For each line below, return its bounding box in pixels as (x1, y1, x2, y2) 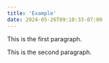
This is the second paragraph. (7, 48, 92, 56)
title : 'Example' (7, 9, 57, 17)
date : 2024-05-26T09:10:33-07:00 (7, 16, 103, 23)
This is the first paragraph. (7, 35, 82, 43)
